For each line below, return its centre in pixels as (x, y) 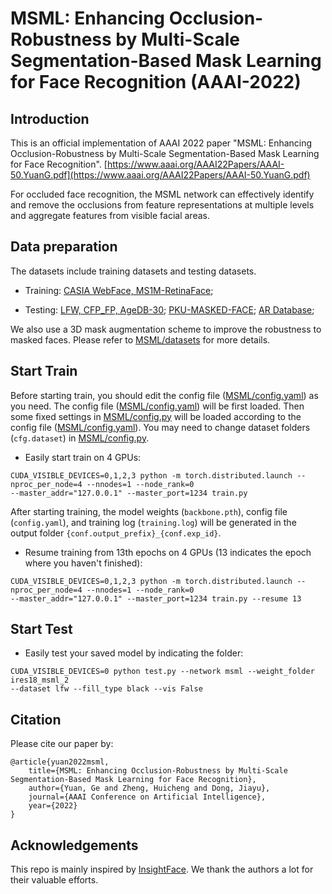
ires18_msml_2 (40, 680)
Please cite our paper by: (62, 744)
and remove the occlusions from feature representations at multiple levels (162, 205)
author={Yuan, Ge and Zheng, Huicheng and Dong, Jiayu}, (149, 788)
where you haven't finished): (83, 563)
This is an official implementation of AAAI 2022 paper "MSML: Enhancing (161, 143)
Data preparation (64, 247)
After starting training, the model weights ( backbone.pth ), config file (149, 511)
